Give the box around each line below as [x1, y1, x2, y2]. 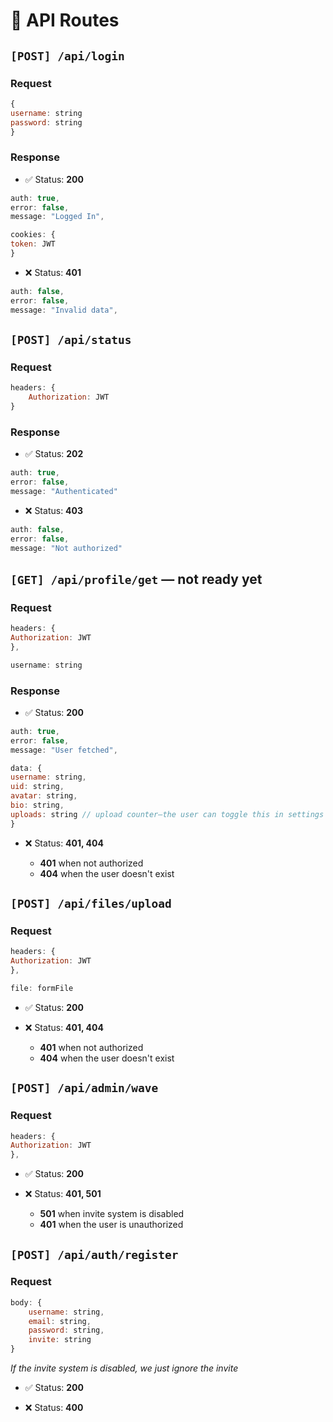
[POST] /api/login [10, 49, 125, 63]
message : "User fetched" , [10, 745, 118, 755]
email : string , [28, 1316, 92, 1326]
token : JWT [10, 239, 56, 249]
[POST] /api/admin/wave [10, 1081, 159, 1096]
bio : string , [10, 800, 65, 811]
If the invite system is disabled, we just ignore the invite [10, 1362, 239, 1374]
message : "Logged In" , [10, 212, 105, 222]
